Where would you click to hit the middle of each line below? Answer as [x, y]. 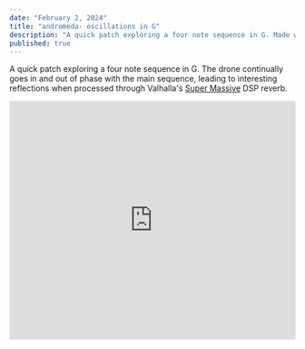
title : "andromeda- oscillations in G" [85, 26]
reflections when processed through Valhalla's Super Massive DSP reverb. [148, 88]
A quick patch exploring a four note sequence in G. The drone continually [147, 69]
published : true [40, 43]
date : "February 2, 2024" [58, 18]
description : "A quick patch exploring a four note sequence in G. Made [150, 35]
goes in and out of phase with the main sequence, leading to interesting [143, 79]
